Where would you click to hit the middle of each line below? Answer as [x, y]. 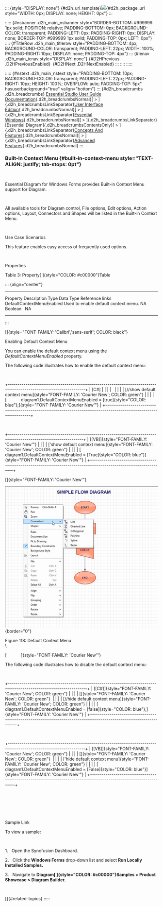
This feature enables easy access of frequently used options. [66, 247]
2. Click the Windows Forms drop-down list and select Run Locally [73, 860]
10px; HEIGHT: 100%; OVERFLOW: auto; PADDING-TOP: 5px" [81, 84]
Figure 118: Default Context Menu [38, 640]
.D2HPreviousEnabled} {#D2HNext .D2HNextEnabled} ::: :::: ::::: [69, 64]
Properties [16, 266]
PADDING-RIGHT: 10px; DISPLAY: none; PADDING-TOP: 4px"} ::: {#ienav [77, 54]
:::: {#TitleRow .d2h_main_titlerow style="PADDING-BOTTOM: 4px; [72, 43]
